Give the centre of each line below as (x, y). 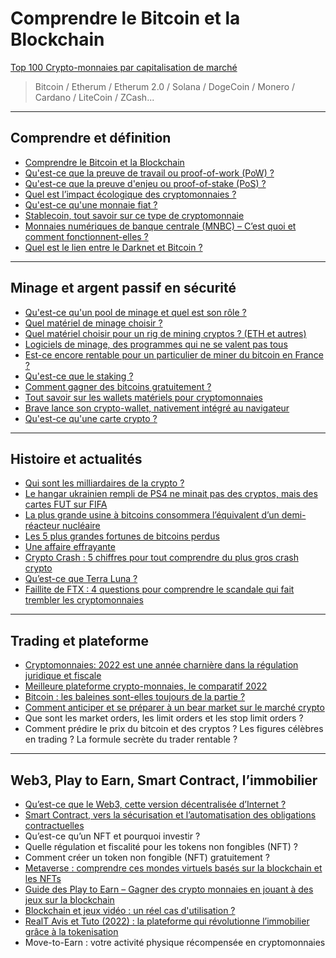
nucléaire (81, 526)
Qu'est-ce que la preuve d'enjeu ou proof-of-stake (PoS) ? (145, 183)
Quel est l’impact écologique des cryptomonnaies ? (130, 194)
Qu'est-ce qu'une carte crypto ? (91, 418)
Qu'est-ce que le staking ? (79, 376)
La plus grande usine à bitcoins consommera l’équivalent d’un (152, 515)
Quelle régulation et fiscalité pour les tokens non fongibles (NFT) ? (161, 846)
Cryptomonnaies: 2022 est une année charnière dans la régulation (161, 665)
